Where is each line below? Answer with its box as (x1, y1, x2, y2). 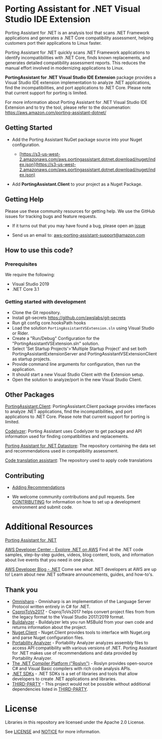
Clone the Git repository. (12, 309, 61, 315)
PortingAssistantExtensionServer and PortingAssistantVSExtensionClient (12, 351, 157, 356)
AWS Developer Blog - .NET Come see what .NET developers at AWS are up (5, 567, 157, 572)
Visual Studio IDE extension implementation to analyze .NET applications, (5, 79, 151, 85)
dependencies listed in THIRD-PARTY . (12, 686, 88, 692)
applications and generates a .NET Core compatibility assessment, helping (5, 35, 154, 41)
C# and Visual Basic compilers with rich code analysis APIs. (12, 665, 132, 671)
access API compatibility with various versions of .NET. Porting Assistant (12, 645, 157, 651)
